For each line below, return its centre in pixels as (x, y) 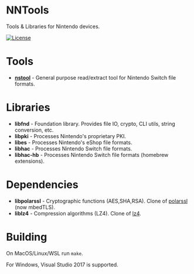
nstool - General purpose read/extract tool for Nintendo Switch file (95, 77)
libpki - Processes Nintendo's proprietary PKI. (70, 136)
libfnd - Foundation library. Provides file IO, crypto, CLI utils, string (95, 124)
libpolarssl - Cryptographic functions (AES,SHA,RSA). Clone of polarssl (101, 201)
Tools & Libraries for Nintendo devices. (53, 26)
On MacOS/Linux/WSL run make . (45, 253)
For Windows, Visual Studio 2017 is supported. (62, 265)
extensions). (30, 161)
